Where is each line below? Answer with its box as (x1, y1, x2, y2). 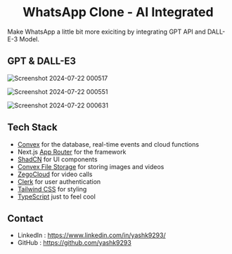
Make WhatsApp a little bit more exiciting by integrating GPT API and (7, 27, 206, 36)
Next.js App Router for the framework (17, 147, 127, 156)
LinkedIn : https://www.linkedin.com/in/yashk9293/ (17, 231, 167, 239)
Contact (7, 212, 44, 225)
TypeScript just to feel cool (17, 192, 96, 201)
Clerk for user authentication (17, 177, 101, 186)
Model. (19, 34, 40, 43)
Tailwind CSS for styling (17, 185, 87, 193)
